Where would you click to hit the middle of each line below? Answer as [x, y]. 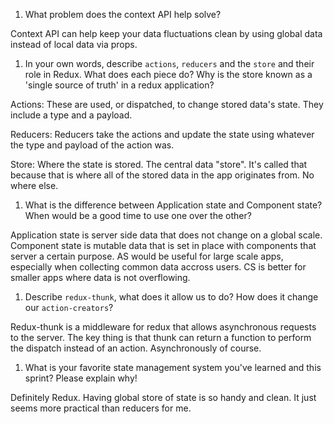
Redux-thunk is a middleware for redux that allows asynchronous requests [163, 327]
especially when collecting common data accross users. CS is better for [158, 267]
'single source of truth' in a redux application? [119, 85]
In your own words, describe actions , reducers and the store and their [169, 63]
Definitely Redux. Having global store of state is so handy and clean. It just [163, 397]
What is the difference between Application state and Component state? [173, 205]
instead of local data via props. [74, 44]
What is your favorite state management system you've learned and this [173, 367]
